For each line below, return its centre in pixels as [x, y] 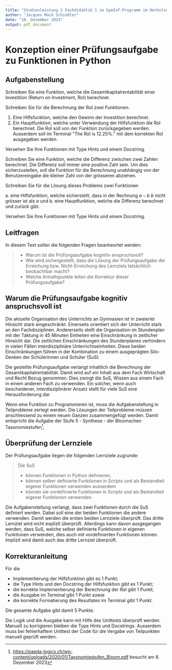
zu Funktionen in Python [58, 61]
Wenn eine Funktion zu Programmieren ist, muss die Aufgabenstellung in [82, 404]
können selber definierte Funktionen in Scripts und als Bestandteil [95, 481]
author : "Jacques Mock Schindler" [42, 15]
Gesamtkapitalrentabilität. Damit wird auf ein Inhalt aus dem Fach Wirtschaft [85, 372]
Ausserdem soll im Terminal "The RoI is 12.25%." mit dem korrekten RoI [88, 134]
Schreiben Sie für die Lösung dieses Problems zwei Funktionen [72, 186]
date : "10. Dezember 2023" [34, 20]
